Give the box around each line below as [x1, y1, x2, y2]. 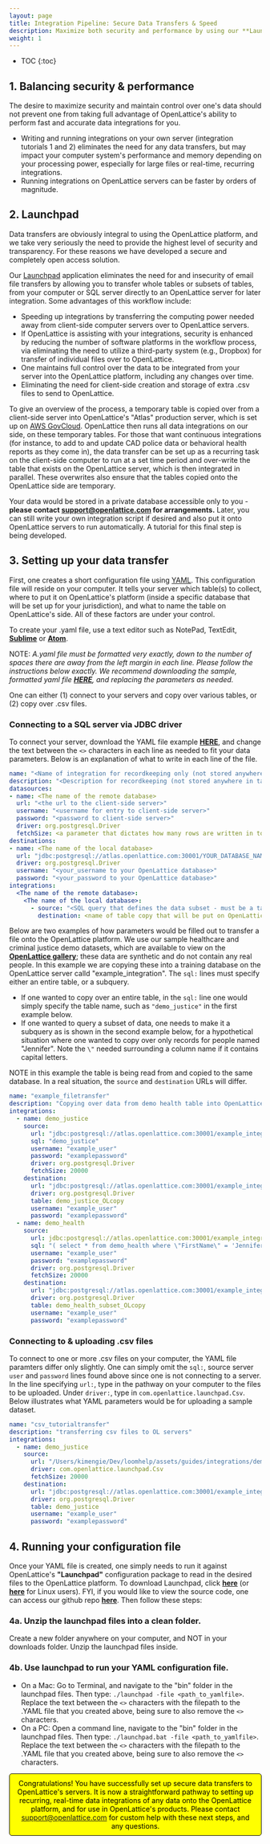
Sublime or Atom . [9, 633, 69, 643]
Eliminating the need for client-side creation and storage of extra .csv [20, 379, 251, 390]
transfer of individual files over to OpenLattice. [20, 354, 175, 364]
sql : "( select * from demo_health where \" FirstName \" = [30, 1241, 228, 1249]
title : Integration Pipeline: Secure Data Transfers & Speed [9, 19, 218, 27]
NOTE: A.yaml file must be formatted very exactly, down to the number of [9, 648, 252, 659]
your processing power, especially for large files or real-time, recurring [20, 159, 255, 169]
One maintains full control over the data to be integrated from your [20, 362, 240, 372]
